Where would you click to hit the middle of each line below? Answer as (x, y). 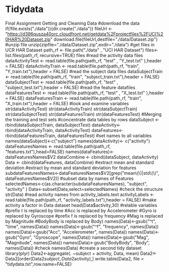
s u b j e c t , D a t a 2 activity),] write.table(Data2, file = (94, 258)
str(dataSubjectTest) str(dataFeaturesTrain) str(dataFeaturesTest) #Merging (83, 114)
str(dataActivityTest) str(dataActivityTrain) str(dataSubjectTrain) (71, 109)
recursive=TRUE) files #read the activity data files (91, 55)
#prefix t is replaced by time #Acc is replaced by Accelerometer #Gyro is (81, 211)
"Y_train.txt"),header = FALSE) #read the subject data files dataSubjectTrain (84, 71)
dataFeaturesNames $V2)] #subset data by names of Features (69, 178)
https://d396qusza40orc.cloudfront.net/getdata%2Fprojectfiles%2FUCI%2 (85, 34)
